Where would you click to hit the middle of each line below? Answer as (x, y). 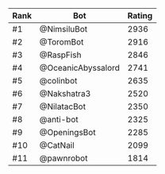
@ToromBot (61, 42)
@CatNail (57, 145)
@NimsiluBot (63, 29)
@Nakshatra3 (65, 93)
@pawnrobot (63, 158)
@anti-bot (59, 120)
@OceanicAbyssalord (80, 68)
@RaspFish (60, 55)
